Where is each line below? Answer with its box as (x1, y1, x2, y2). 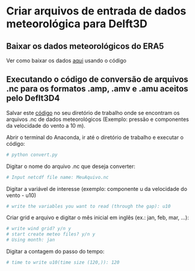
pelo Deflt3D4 (6, 93, 60, 104)
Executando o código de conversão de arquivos (6, 74, 188, 85)
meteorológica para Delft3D (6, 17, 147, 31)
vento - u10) (6, 192, 37, 199)
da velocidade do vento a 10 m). (6, 122, 85, 129)
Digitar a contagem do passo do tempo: (6, 248, 105, 255)
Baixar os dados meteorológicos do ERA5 (6, 41, 164, 51)
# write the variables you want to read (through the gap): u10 (6, 203, 171, 209)
